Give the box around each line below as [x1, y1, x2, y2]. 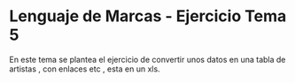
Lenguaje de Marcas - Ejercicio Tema [9, 6, 287, 26]
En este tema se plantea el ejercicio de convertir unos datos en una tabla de [9, 54, 286, 64]
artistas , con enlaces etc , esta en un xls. [9, 64, 161, 74]
